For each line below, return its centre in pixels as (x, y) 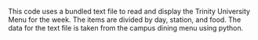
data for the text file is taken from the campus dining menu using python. (126, 28)
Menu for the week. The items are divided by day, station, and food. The (125, 20)
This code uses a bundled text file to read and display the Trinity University (129, 11)
